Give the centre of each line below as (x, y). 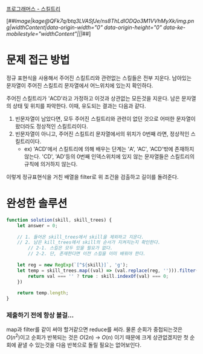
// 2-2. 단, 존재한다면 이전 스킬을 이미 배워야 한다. (87, 254)
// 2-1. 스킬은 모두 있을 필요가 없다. (70, 248)
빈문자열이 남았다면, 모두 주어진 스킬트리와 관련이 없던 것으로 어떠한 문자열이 (105, 118)
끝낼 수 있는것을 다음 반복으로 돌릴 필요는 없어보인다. (79, 345)
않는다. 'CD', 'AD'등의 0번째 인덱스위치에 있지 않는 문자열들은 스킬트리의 (109, 156)
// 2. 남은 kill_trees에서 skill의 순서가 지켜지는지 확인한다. (89, 243)
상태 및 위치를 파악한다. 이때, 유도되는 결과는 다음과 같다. (79, 106)
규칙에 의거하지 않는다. (51, 164)
